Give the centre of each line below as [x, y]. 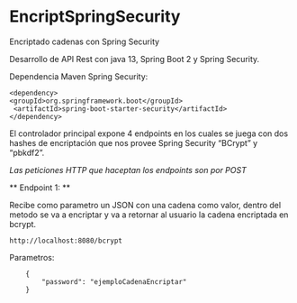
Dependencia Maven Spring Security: [79, 76]
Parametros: [32, 257]
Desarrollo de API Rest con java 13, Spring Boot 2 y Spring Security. [135, 59]
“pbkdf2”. [27, 152]
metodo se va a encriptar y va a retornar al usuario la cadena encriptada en [149, 215]
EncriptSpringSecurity [95, 17]
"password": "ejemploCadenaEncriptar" [114, 281]
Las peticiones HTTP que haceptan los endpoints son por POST [128, 170]
